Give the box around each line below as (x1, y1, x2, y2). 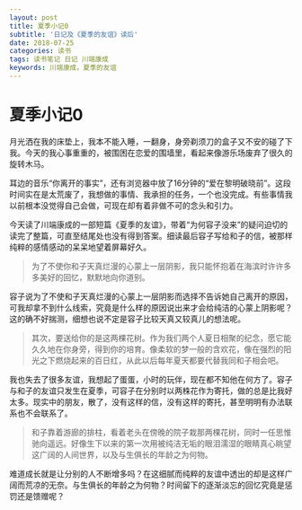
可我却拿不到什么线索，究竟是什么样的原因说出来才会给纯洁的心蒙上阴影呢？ (9, 302, 293, 312)
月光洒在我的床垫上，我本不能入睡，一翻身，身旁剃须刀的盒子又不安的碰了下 (9, 136, 293, 146)
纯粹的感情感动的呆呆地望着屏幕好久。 (9, 242, 151, 252)
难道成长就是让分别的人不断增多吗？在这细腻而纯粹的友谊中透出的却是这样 (9, 468, 285, 479)
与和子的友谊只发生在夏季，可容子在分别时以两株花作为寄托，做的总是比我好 (9, 385, 293, 396)
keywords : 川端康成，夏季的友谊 (9, 64, 117, 73)
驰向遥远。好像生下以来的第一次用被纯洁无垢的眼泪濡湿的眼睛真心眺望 (31, 437, 292, 449)
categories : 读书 (9, 47, 72, 56)
